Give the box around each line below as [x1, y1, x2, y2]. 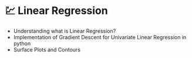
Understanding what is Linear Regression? [13, 27, 116, 35]
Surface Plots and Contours [13, 46, 81, 53]
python [13, 40, 31, 47]
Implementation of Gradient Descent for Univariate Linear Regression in [13, 33, 187, 40]
